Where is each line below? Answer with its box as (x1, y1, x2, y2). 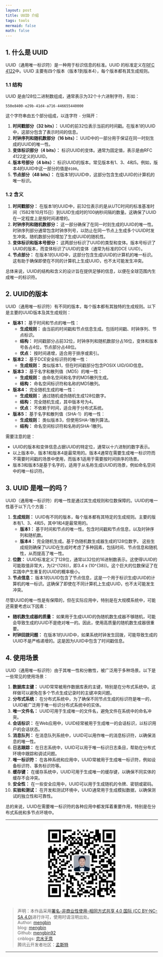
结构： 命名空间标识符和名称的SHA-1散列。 (19, 423, 106, 429)
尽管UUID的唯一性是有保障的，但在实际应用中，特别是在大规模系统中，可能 (5, 597, 156, 603)
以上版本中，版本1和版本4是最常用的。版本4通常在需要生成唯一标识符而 (12, 450, 156, 456)
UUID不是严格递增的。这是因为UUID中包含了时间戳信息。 (12, 638, 127, 644)
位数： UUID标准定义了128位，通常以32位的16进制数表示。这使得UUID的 (12, 557, 158, 562)
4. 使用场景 (5, 654, 39, 662)
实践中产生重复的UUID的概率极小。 (12, 569, 83, 574)
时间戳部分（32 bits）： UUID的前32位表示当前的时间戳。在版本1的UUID (12, 123, 156, 129)
